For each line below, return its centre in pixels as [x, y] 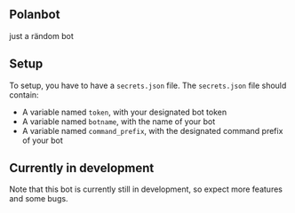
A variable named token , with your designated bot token [124, 112]
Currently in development [82, 168]
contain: [24, 95]
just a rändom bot [41, 35]
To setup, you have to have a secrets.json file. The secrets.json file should [148, 85]
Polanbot [35, 15]
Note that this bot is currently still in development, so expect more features [146, 189]
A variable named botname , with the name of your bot [119, 121]
